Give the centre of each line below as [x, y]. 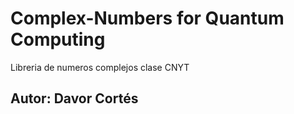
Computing [58, 39]
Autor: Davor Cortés [74, 98]
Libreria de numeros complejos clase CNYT [100, 67]
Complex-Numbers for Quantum [147, 18]
